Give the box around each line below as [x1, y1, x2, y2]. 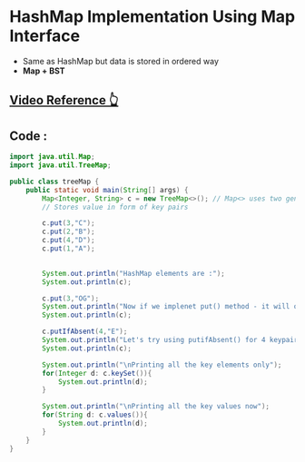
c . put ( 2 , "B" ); [42, 227, 95, 237]
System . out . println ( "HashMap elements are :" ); [42, 269, 225, 278]
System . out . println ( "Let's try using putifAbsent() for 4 [42, 336, 266, 345]
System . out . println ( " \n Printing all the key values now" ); [42, 402, 271, 411]
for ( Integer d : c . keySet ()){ [42, 369, 152, 378]
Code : [9, 128, 48, 143]
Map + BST [22, 65, 65, 76]
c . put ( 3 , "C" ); [42, 219, 95, 228]
